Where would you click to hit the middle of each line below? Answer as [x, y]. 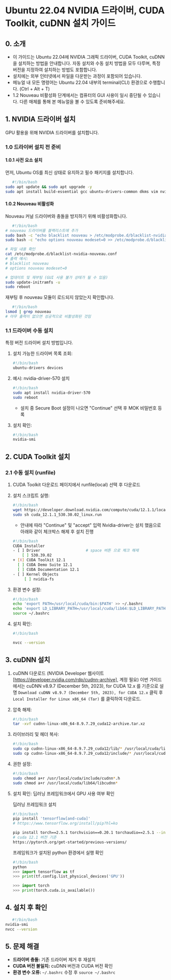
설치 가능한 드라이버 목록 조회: [42, 353]
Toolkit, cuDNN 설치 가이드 [61, 23]
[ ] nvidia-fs [39, 579]
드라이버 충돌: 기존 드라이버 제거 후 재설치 [54, 960]
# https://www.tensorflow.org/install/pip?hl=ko [65, 823]
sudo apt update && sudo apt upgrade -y [49, 187]
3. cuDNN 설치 [28, 660]
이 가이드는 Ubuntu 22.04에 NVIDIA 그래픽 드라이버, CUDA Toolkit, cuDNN [89, 57]
